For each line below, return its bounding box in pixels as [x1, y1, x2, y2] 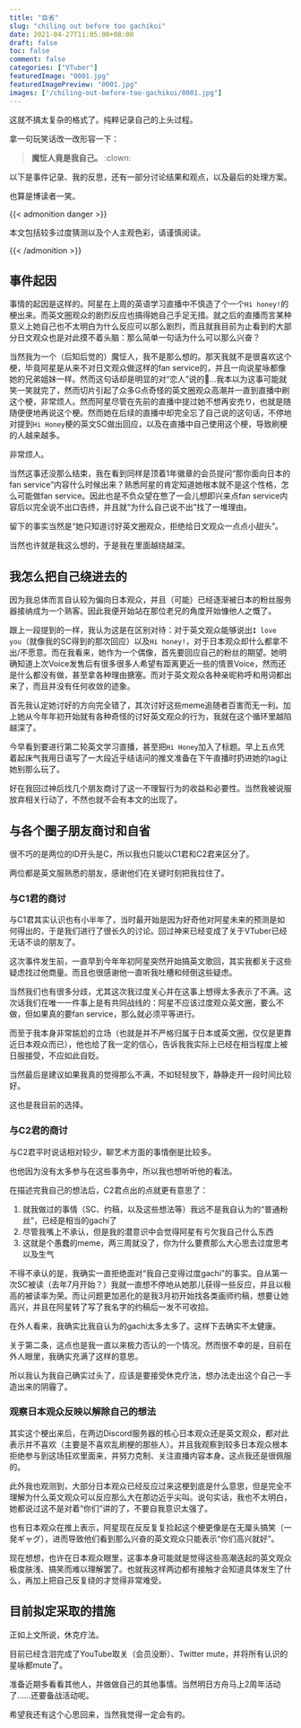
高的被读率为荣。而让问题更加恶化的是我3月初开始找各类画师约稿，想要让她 [9, 1290, 289, 1300]
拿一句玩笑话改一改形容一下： [9, 133, 119, 144]
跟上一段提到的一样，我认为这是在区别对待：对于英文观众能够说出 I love [9, 625, 277, 636]
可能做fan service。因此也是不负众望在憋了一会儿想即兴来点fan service [16, 490, 280, 501]
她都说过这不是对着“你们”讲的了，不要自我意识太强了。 [9, 1503, 213, 1513]
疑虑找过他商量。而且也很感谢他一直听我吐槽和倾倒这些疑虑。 [9, 967, 237, 978]
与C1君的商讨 [9, 892, 66, 904]
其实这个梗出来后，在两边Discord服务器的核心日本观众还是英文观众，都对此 [9, 1427, 289, 1438]
